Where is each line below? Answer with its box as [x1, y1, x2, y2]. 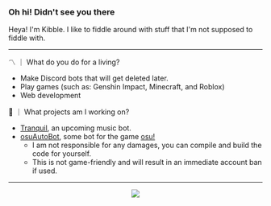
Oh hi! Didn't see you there [8, 6, 115, 18]
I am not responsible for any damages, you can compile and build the [31, 140, 262, 150]
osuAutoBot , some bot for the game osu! [19, 132, 156, 142]
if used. [31, 166, 58, 175]
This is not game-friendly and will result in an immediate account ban [31, 158, 262, 167]
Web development [19, 91, 81, 101]
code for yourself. [31, 149, 91, 159]
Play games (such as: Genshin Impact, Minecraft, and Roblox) [19, 82, 225, 92]
